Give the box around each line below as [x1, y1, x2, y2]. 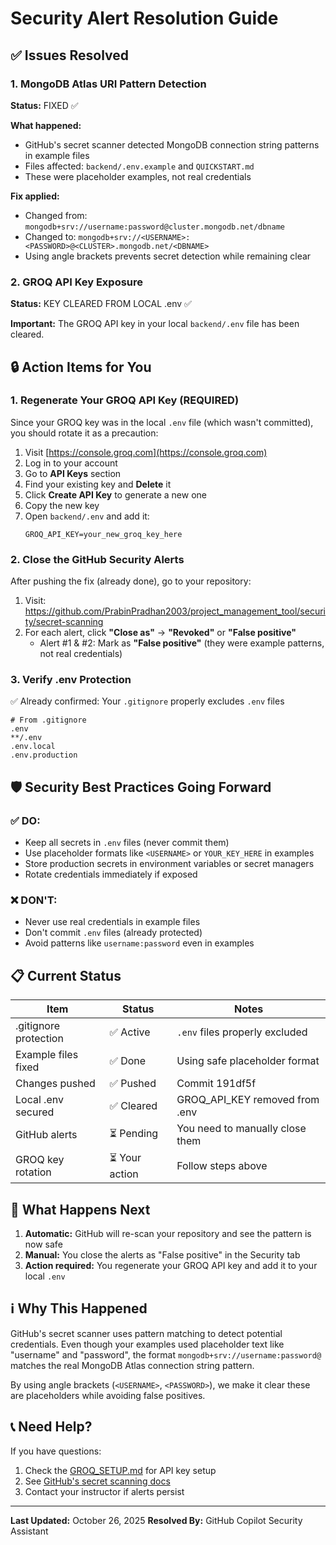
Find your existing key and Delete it [24, 478, 172, 490]
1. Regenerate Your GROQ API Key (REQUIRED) [10, 393, 240, 407]
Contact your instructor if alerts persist [24, 1485, 185, 1497]
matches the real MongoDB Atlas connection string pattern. [10, 1359, 255, 1371]
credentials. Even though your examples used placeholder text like [10, 1338, 285, 1350]
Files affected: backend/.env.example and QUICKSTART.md [24, 160, 255, 172]
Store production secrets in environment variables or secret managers [24, 858, 315, 870]
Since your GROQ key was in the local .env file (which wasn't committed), [10, 416, 314, 428]
